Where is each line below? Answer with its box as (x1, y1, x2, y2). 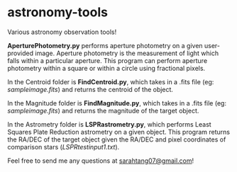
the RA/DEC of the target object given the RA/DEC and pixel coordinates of (7, 135, 226, 144)
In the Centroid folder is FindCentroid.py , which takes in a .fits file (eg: (7, 77, 214, 86)
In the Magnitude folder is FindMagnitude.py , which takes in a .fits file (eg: (7, 98, 227, 107)
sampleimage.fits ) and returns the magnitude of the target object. (7, 106, 199, 115)
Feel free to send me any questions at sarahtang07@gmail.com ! (7, 156, 194, 165)
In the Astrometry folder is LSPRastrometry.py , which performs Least (7, 120, 211, 128)
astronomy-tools (7, 4, 109, 21)
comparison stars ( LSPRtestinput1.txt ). (7, 142, 120, 151)
